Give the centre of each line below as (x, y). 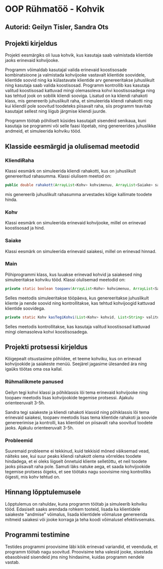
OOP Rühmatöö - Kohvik (55, 9)
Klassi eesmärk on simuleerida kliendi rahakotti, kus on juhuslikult (71, 171)
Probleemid (19, 440)
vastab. (13, 562)
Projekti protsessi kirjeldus (47, 347)
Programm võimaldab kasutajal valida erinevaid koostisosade (66, 70)
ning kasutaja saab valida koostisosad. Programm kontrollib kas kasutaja (77, 85)
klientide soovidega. (25, 308)
